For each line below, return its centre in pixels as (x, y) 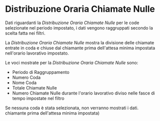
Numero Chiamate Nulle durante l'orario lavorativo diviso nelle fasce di (83, 93)
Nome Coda (24, 83)
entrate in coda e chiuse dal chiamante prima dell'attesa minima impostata (80, 48)
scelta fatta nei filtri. (25, 33)
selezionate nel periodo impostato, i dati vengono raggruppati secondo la (79, 28)
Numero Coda (26, 77)
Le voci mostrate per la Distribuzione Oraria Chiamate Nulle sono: (72, 62)
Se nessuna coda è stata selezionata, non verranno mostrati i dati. (72, 108)
